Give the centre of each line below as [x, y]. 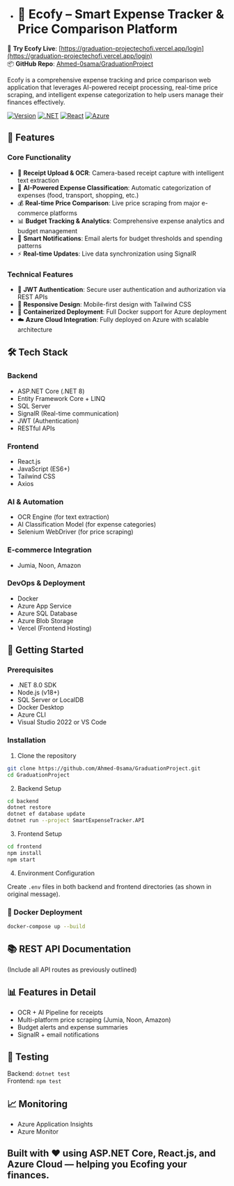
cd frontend [24, 847]
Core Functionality [39, 158]
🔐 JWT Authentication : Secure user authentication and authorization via [122, 289]
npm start [22, 859]
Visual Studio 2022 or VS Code [62, 722]
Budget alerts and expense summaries [72, 1027]
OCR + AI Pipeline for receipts [60, 1013]
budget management [47, 230]
